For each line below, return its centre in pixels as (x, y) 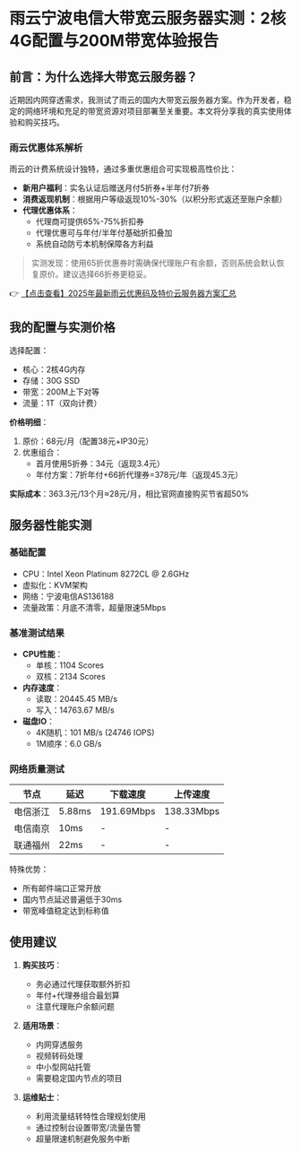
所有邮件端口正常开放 (61, 888)
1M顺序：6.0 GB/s (69, 744)
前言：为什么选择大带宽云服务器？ (103, 77)
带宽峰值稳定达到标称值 (65, 911)
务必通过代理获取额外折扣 (83, 984)
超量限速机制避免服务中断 (83, 1139)
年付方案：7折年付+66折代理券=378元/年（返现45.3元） (139, 475)
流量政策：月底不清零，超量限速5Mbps (94, 607)
